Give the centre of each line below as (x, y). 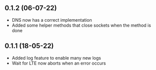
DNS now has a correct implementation (52, 20)
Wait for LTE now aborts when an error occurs (59, 63)
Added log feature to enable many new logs (56, 58)
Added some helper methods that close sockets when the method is (81, 25)
